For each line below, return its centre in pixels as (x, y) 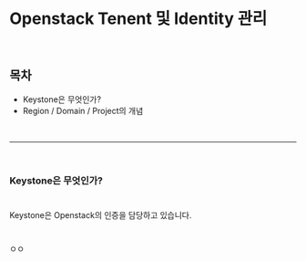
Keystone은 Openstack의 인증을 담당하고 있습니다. (101, 214)
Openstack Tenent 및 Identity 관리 (138, 19)
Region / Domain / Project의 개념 (83, 110)
